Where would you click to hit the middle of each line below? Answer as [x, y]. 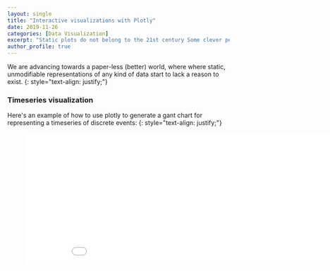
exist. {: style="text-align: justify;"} [57, 82]
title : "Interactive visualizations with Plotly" [82, 20]
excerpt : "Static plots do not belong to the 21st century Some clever [115, 40]
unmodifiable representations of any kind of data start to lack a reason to [113, 74]
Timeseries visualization [50, 100]
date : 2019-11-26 [33, 27]
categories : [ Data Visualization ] [58, 34]
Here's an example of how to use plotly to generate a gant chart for [105, 115]
